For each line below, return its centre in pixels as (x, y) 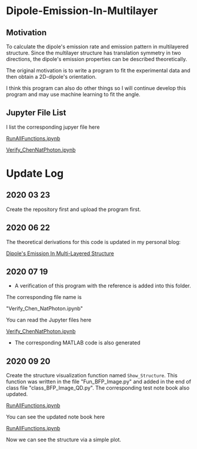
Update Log (35, 173)
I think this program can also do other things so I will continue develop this (96, 88)
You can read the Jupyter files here (49, 320)
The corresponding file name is (44, 297)
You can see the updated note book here (56, 417)
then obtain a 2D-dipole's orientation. (51, 77)
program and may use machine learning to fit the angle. (73, 94)
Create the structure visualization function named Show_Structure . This (92, 376)
